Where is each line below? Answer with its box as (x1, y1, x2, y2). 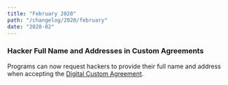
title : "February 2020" (7, 10, 77, 17)
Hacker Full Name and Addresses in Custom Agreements (7, 46, 204, 56)
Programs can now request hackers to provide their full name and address (7, 62, 222, 70)
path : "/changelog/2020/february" (7, 17, 108, 24)
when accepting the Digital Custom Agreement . (7, 69, 144, 77)
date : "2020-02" (7, 23, 55, 30)
